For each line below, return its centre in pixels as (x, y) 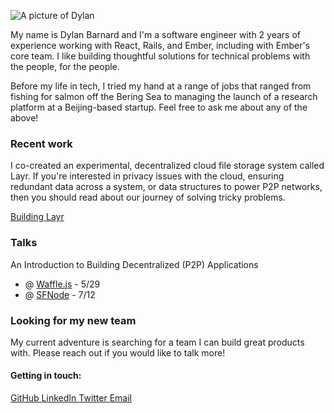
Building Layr (37, 217)
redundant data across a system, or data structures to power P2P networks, (166, 187)
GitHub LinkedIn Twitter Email (71, 398)
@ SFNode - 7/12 (60, 294)
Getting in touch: (46, 376)
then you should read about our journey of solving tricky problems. (148, 197)
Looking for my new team (73, 320)
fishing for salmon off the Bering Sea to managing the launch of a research (164, 96)
